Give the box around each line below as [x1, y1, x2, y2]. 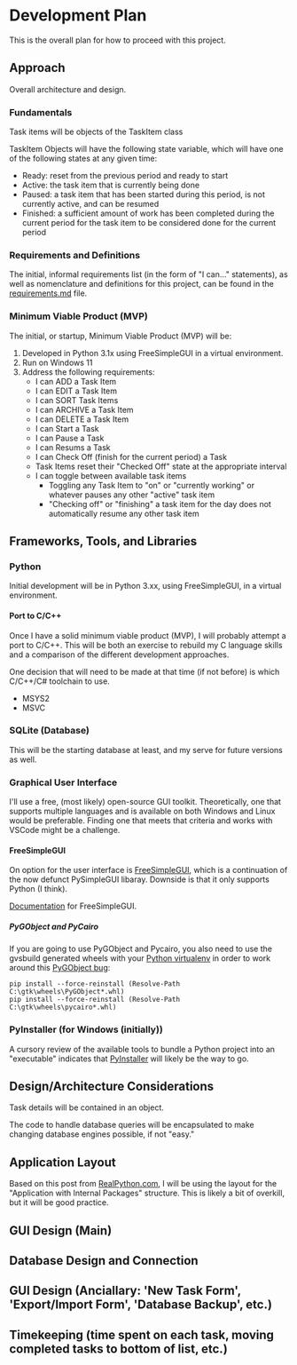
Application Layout [9, 1155, 117, 1170]
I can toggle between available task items [35, 470, 187, 480]
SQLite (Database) [9, 725, 90, 737]
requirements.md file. [9, 288, 88, 298]
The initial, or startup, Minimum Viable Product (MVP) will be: [9, 330, 232, 341]
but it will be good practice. [9, 1197, 109, 1208]
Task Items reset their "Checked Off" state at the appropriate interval [35, 461, 287, 472]
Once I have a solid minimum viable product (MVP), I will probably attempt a [9, 630, 286, 640]
